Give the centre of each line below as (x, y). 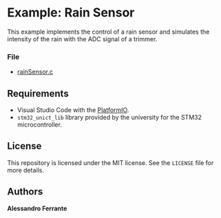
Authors (25, 192)
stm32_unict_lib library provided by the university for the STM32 (109, 118)
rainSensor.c (35, 72)
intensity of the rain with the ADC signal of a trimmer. (82, 39)
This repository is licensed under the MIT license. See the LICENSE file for (110, 162)
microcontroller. (39, 124)
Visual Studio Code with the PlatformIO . (73, 110)
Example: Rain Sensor (71, 13)
